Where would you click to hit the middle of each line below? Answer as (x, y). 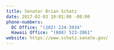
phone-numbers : (25, 22)
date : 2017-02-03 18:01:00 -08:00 (48, 17)
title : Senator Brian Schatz (42, 11)
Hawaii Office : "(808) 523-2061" (52, 33)
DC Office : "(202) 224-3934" (47, 27)
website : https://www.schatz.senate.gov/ (57, 38)
